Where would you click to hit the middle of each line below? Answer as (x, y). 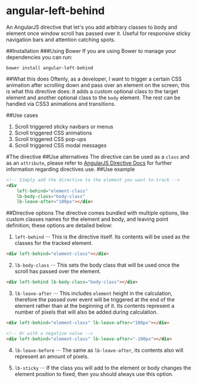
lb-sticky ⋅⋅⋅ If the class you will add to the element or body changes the (103, 368)
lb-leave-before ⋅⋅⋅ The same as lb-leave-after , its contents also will (99, 350)
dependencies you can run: (39, 57)
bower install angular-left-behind (50, 68)
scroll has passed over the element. (58, 271)
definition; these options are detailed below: (59, 226)
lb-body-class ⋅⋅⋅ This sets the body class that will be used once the (97, 265)
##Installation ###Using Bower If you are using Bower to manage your (91, 51)
